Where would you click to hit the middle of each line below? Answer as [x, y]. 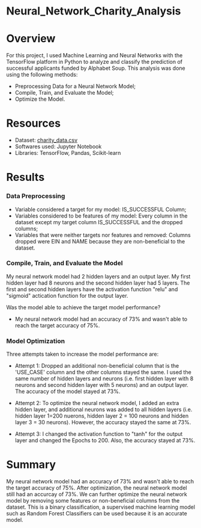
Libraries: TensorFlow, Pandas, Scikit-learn [68, 153]
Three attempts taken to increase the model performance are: [82, 354]
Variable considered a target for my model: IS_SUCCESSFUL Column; [100, 209]
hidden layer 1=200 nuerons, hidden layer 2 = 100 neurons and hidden [102, 416]
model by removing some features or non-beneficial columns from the [93, 501]
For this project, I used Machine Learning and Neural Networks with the [94, 55]
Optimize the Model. [40, 99]
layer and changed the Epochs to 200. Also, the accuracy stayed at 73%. [105, 441]
